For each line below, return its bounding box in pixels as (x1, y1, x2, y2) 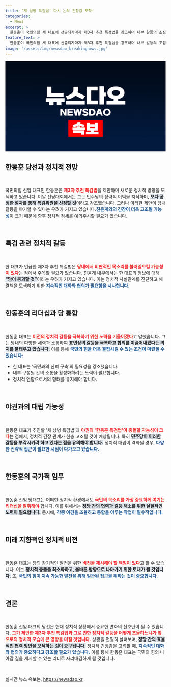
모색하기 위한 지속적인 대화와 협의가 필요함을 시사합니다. (18, 282, 130, 289)
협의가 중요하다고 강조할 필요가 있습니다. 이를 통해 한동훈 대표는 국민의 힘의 (10, 649, 159, 655)
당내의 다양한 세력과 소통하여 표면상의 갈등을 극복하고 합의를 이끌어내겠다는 (10, 340, 159, 346)
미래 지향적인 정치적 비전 (5, 535, 78, 544)
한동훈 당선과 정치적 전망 (5, 162, 78, 171)
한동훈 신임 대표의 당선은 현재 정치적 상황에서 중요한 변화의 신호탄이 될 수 (5, 623, 151, 629)
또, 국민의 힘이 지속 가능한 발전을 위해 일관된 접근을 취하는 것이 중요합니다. (12, 573, 158, 579)
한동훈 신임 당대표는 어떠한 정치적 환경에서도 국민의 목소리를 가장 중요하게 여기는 (5, 496, 165, 503)
